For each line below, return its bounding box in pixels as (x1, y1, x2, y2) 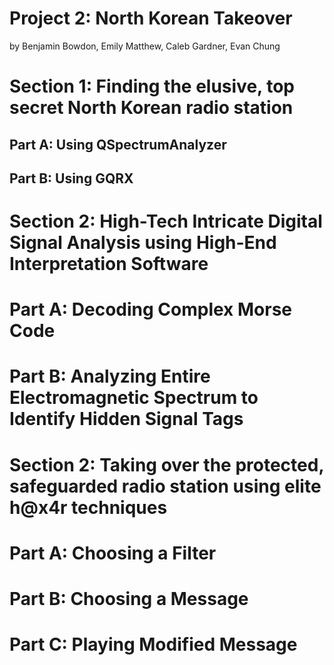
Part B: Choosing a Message (9, 588, 249, 611)
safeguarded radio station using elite (9, 475, 322, 497)
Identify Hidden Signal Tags (9, 408, 244, 431)
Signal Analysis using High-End (9, 232, 277, 254)
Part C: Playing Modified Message (9, 633, 298, 656)
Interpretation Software (9, 253, 209, 276)
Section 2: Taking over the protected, (9, 453, 324, 476)
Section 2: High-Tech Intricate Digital (9, 210, 323, 233)
